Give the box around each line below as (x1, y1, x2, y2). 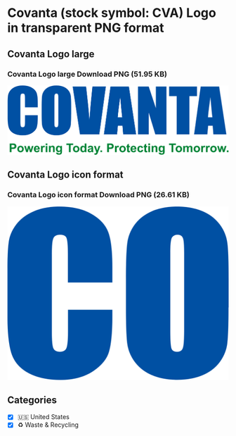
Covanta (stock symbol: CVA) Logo (7, 5, 216, 21)
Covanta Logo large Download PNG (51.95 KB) (7, 69, 167, 79)
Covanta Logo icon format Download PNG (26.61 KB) (7, 190, 190, 200)
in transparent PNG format (7, 20, 164, 36)
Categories (7, 394, 58, 406)
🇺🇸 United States (17, 413, 70, 421)
